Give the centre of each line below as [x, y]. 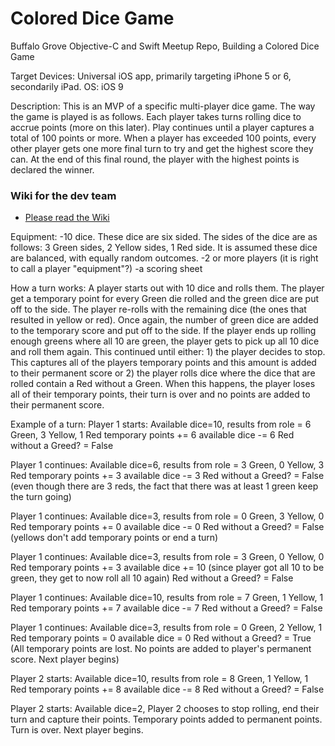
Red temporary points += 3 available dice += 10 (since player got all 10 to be [167, 568]
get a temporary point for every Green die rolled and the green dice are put [165, 299]
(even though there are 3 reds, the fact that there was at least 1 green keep [164, 486]
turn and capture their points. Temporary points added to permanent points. [166, 719]
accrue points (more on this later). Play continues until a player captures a [162, 127]
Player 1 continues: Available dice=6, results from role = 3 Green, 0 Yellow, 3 [167, 465]
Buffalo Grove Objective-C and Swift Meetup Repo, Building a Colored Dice [165, 46]
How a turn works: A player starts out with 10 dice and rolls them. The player [167, 288]
